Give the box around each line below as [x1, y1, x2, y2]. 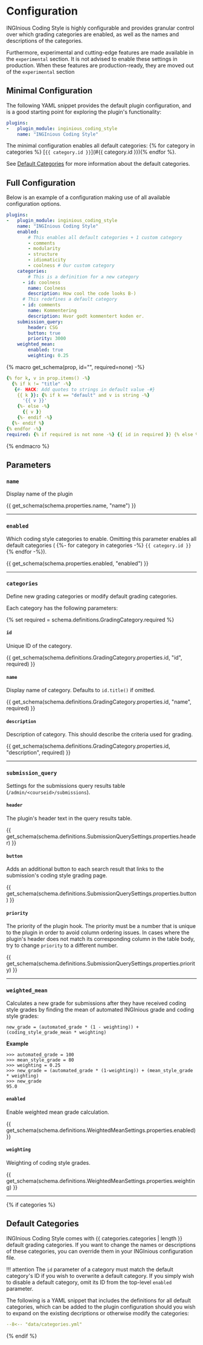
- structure [28, 251, 59, 258]
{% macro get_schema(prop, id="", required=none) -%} [6, 363, 145, 370]
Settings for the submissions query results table [6, 782, 126, 789]
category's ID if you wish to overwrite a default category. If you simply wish [6, 1272, 195, 1279]
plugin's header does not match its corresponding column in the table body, [6, 935, 195, 943]
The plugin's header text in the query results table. [6, 814, 132, 822]
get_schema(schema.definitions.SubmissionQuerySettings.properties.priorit [6, 960, 195, 967]
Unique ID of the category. [6, 643, 72, 650]
